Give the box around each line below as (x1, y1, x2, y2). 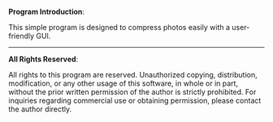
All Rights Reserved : (8, 54, 79, 64)
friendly (8, 32, 35, 40)
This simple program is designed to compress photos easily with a (8, 23, 230, 32)
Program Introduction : (8, 7, 85, 16)
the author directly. (8, 104, 72, 114)
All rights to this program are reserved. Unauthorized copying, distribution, (8, 70, 258, 79)
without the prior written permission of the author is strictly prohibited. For (8, 87, 257, 96)
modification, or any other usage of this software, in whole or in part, (8, 78, 238, 88)
